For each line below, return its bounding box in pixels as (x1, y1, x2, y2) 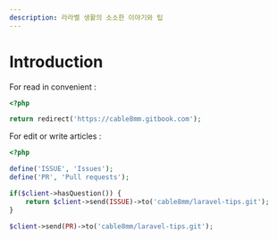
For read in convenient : (9, 81, 97, 92)
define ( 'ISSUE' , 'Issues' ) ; (9, 165, 114, 174)
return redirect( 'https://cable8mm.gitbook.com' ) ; (9, 115, 202, 124)
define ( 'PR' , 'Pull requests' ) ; (9, 173, 130, 182)
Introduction (9, 51, 104, 72)
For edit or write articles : (9, 131, 102, 141)
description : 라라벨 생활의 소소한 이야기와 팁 (9, 13, 164, 22)
